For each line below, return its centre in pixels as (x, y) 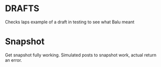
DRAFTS (22, 8)
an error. (14, 60)
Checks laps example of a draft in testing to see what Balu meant (70, 22)
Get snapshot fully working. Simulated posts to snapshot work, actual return (81, 55)
